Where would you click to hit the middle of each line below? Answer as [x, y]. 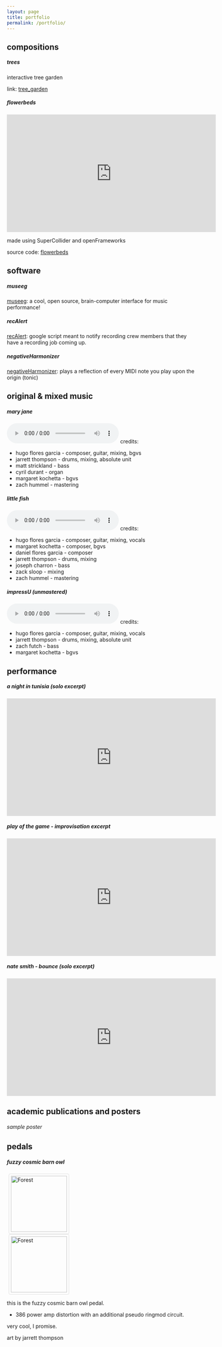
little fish [18, 498]
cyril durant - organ [39, 472]
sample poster [24, 1127]
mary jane [20, 411]
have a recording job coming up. [47, 343]
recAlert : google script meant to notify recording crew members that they [97, 336]
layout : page [23, 12]
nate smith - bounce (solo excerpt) [51, 966]
